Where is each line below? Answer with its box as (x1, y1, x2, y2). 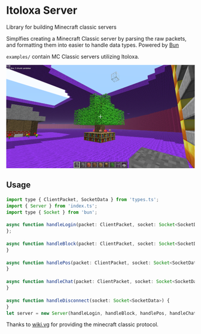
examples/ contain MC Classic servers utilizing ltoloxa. (6, 53, 139, 60)
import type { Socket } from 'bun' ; (6, 209, 98, 215)
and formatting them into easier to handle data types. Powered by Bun (6, 41, 179, 48)
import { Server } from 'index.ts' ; (6, 203, 98, 209)
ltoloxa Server (6, 4, 78, 17)
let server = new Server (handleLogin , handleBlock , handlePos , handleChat (6, 310, 197, 316)
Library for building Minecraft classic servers (6, 23, 117, 31)
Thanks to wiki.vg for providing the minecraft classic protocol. (6, 321, 159, 328)
